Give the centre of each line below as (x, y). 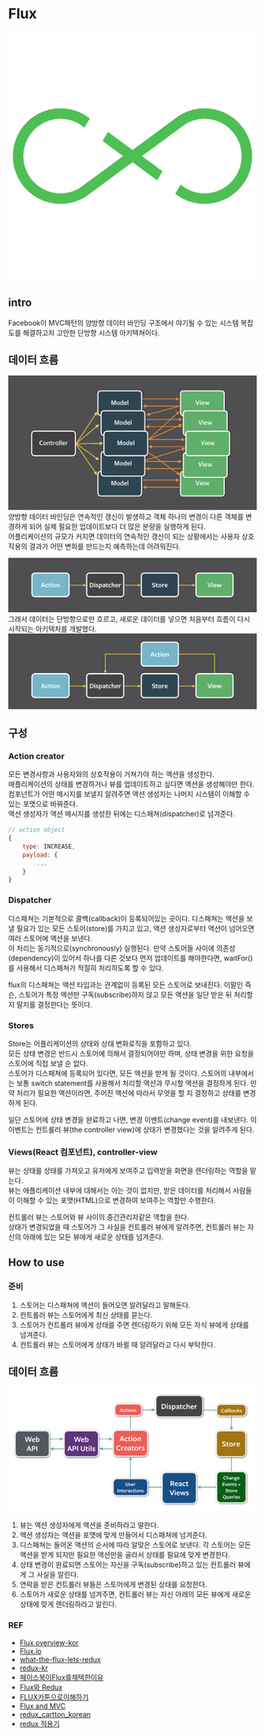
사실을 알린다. (58, 1575)
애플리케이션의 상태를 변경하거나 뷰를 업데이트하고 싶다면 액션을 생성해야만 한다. (131, 785)
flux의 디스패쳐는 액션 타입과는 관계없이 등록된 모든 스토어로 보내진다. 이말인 (126, 985)
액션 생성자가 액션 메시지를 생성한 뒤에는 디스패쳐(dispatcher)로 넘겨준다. (121, 814)
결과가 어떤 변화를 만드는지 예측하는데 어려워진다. (105, 546)
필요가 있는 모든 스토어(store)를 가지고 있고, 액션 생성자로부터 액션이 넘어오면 (135, 928)
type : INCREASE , (49, 846)
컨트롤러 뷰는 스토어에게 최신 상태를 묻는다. (86, 1314)
